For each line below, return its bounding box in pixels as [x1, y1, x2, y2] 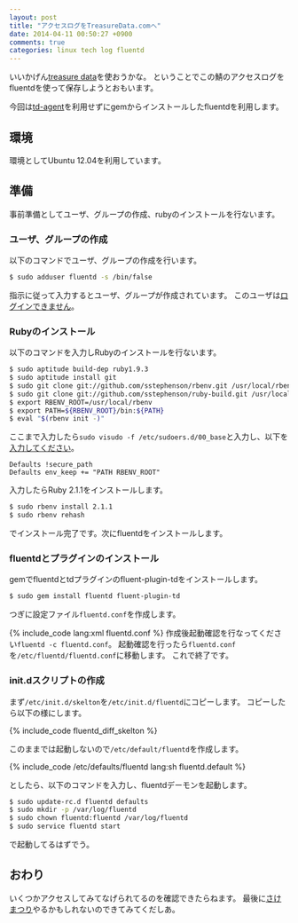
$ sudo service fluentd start [9, 822, 122, 831]
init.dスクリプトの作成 [9, 674, 105, 687]
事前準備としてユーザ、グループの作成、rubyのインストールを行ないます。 [9, 209, 280, 219]
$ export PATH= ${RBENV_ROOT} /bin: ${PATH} [9, 406, 165, 415]
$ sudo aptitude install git [9, 374, 117, 383]
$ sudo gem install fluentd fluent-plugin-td [9, 592, 180, 601]
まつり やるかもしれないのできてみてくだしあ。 [9, 903, 180, 914]
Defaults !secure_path [9, 461, 93, 469]
